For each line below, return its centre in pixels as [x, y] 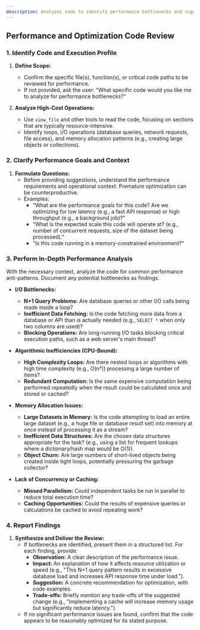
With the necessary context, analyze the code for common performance [95, 271]
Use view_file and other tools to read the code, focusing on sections [108, 119]
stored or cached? [46, 394]
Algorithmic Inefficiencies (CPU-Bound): [66, 350]
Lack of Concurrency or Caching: [57, 479]
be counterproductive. [51, 192]
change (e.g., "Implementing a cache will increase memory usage [113, 602]
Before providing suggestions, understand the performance [96, 180]
